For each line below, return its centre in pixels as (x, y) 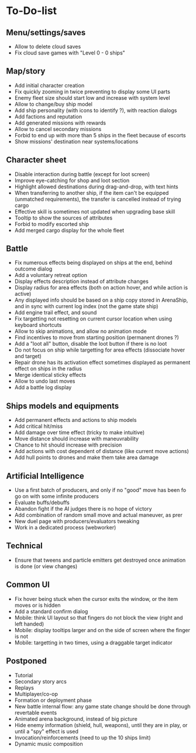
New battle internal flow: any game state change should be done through (102, 706)
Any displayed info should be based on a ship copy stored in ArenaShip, (101, 300)
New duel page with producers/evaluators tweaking (77, 521)
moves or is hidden (37, 605)
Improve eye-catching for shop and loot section (72, 180)
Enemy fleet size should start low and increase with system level (92, 97)
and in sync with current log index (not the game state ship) (86, 306)
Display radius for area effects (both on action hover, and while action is (101, 288)
